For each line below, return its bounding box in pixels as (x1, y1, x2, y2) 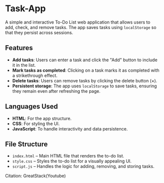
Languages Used (5, 103, 58, 111)
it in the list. (12, 62, 36, 68)
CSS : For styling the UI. (12, 121, 60, 127)
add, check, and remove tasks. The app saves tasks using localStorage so (5, 24, 157, 30)
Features (5, 44, 33, 52)
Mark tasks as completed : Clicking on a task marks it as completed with (12, 67, 160, 73)
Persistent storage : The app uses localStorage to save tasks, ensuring (12, 83, 157, 89)
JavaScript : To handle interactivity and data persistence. (12, 126, 128, 131)
